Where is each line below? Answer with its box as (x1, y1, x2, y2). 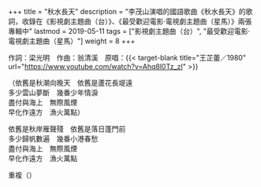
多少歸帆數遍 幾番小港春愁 (8, 134, 99, 143)
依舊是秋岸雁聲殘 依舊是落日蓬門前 (8, 124, 126, 134)
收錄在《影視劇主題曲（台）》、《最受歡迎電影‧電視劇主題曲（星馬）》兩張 (21, 16, 252, 26)
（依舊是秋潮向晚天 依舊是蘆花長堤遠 (8, 78, 132, 87)
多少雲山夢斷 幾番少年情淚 (8, 88, 99, 97)
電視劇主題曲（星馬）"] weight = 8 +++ (8, 36, 136, 46)
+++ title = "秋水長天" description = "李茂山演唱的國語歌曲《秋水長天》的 (8, 7, 246, 16)
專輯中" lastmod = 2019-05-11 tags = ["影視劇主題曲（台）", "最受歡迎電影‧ (8, 27, 251, 35)
